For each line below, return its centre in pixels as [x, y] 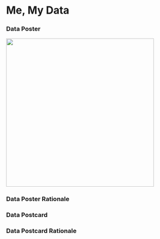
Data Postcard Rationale [41, 231]
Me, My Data [38, 10]
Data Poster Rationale [38, 199]
